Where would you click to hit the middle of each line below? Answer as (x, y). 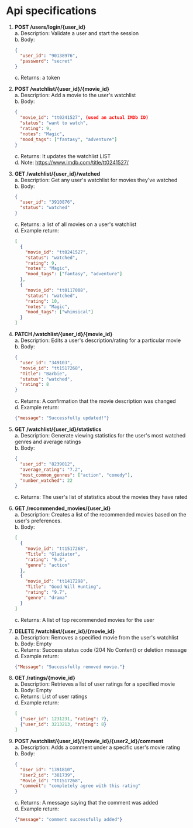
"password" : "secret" (46, 61)
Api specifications (51, 11)
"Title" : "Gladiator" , (53, 554)
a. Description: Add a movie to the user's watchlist (75, 95)
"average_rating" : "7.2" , (51, 470)
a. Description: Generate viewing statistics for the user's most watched (100, 436)
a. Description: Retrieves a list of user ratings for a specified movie (95, 684)
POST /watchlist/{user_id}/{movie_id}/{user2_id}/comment (89, 741)
